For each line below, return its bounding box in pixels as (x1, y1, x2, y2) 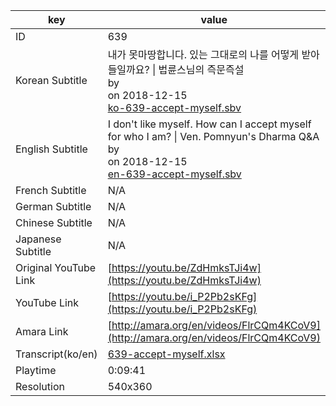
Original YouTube (15, 261, 97, 274)
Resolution (15, 380, 65, 393)
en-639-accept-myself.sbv (107, 167, 242, 181)
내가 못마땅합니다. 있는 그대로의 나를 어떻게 (107, 48, 300, 61)
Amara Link (15, 325, 69, 338)
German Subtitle (15, 200, 92, 213)
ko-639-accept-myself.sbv (107, 101, 242, 114)
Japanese (15, 232, 62, 246)
